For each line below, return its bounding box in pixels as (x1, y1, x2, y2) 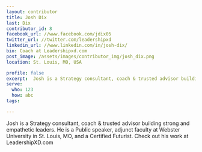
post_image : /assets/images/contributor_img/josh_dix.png (6, 53, 155, 59)
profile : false (6, 70, 44, 76)
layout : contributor (6, 8, 58, 15)
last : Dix (6, 20, 31, 26)
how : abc (11, 93, 34, 99)
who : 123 (11, 87, 34, 93)
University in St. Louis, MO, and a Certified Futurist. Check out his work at (6, 132, 189, 139)
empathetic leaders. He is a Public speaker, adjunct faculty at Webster (6, 126, 180, 133)
